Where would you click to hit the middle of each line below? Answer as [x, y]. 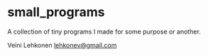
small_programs [56, 12]
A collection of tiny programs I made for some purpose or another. [104, 31]
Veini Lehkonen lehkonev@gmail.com [62, 45]
